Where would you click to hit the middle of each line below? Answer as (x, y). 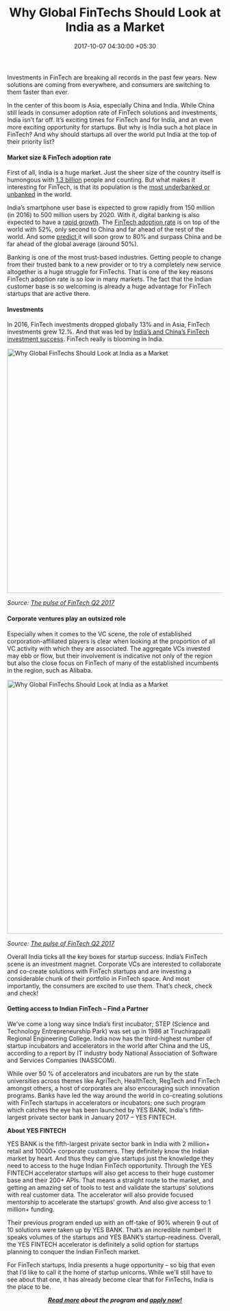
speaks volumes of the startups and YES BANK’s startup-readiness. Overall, (114, 1237)
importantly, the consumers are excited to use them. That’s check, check (110, 986)
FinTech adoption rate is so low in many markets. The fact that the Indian (110, 279)
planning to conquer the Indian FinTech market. (74, 1251)
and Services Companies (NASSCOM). (62, 1060)
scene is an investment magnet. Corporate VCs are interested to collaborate (114, 964)
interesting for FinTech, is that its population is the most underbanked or (108, 187)
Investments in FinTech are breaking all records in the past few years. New (112, 77)
